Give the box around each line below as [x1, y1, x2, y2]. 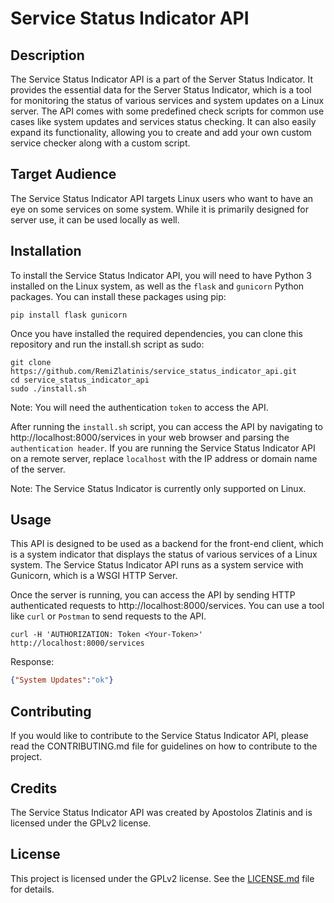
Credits [10, 780, 58, 797]
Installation [10, 243, 82, 260]
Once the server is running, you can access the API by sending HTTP [10, 589, 296, 601]
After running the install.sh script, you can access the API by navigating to [10, 420, 324, 432]
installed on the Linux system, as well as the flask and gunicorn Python [10, 280, 305, 292]
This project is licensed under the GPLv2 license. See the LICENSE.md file [10, 872, 315, 884]
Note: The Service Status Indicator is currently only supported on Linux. [10, 482, 307, 494]
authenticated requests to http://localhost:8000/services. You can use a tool [10, 600, 325, 612]
